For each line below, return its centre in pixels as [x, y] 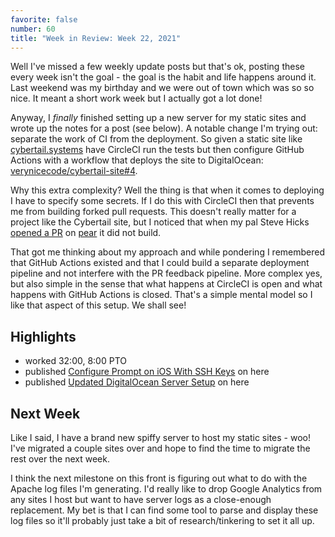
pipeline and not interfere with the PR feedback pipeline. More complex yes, [166, 273]
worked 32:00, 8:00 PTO [75, 361]
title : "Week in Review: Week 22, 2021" [96, 38]
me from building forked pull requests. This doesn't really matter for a [153, 212]
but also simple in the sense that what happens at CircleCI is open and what [166, 284]
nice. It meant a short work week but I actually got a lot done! [136, 98]
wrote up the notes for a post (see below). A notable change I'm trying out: [164, 128]
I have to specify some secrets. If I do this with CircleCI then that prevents [162, 201]
